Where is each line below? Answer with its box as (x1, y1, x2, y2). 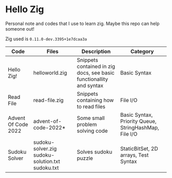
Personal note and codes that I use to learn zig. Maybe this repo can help (5, 20, 160, 27)
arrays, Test (120, 151, 149, 159)
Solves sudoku (76, 148, 113, 155)
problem (76, 121, 97, 128)
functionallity (76, 75, 109, 83)
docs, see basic (76, 69, 115, 76)
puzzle (76, 155, 93, 162)
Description (81, 47, 111, 55)
